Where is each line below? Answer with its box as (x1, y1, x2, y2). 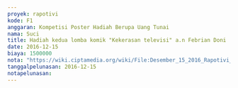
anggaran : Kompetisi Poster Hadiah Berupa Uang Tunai (7, 23, 170, 31)
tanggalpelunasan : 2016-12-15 (7, 63, 97, 70)
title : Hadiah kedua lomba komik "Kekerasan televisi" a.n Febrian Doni (7, 37, 227, 44)
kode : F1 (7, 17, 33, 24)
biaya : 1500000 (7, 50, 52, 57)
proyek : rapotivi (7, 10, 59, 18)
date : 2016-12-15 (7, 43, 59, 50)
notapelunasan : (7, 70, 52, 77)
